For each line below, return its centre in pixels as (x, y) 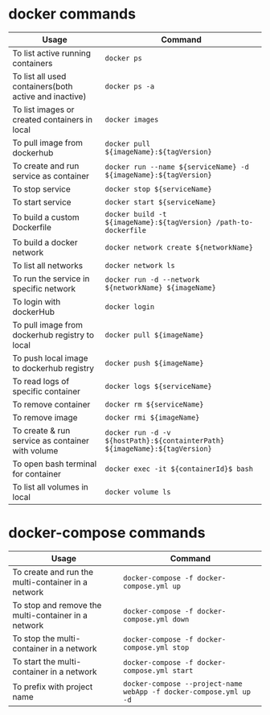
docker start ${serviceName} (161, 202)
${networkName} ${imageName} (161, 287)
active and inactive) (49, 96)
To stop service (41, 188)
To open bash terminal (55, 464)
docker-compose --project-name (183, 684)
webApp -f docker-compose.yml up (187, 692)
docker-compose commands (107, 533)
